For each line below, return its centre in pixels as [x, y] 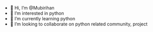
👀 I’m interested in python [37, 13]
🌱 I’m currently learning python [43, 19]
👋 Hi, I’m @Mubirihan [32, 8]
